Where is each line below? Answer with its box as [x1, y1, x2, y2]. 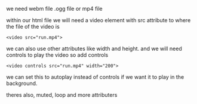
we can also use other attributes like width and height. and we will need [6, 45, 182, 52]
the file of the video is [6, 23, 60, 30]
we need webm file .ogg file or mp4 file [6, 5, 103, 12]
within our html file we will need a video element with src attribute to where [6, 17, 191, 23]
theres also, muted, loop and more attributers [6, 91, 118, 98]
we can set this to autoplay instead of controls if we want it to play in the [6, 74, 184, 80]
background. [6, 80, 38, 87]
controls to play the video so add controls [6, 51, 109, 59]
